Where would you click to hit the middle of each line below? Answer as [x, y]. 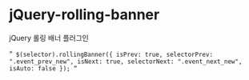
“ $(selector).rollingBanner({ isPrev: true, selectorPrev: [111, 54]
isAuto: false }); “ [44, 68]
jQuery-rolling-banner [84, 15]
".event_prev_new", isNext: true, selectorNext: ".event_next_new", [126, 62]
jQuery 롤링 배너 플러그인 [49, 38]
